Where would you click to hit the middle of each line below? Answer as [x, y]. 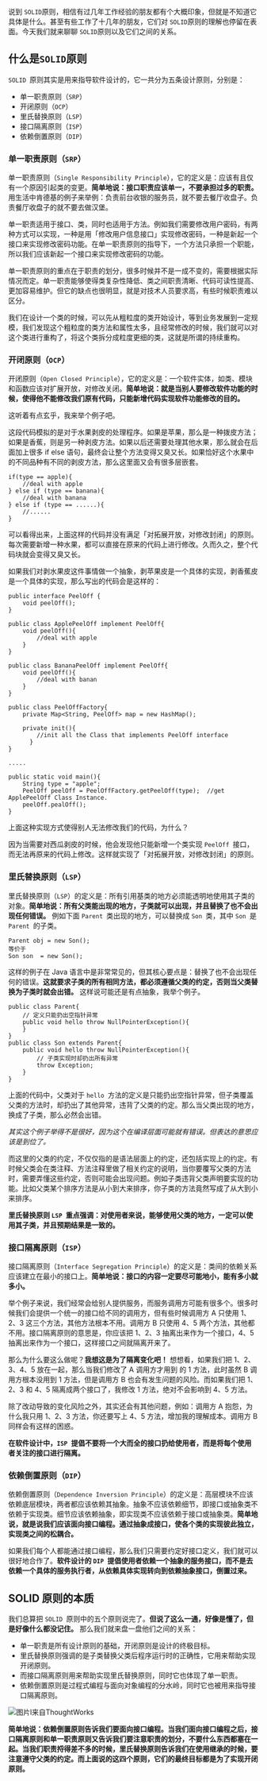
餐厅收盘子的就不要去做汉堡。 [63, 207]
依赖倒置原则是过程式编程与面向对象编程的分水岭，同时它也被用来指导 [134, 1686]
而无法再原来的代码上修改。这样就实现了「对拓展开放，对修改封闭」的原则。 [133, 854]
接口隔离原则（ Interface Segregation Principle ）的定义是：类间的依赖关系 [133, 1266]
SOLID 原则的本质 [51, 1598]
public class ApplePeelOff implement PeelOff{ [86, 624]
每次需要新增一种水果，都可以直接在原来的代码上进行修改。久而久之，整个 [130, 545]
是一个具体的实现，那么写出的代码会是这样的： [84, 581]
